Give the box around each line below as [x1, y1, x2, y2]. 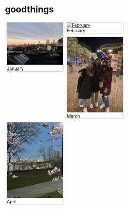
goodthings [5, 4, 54, 15]
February [67, 27, 86, 33]
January [7, 65, 24, 72]
